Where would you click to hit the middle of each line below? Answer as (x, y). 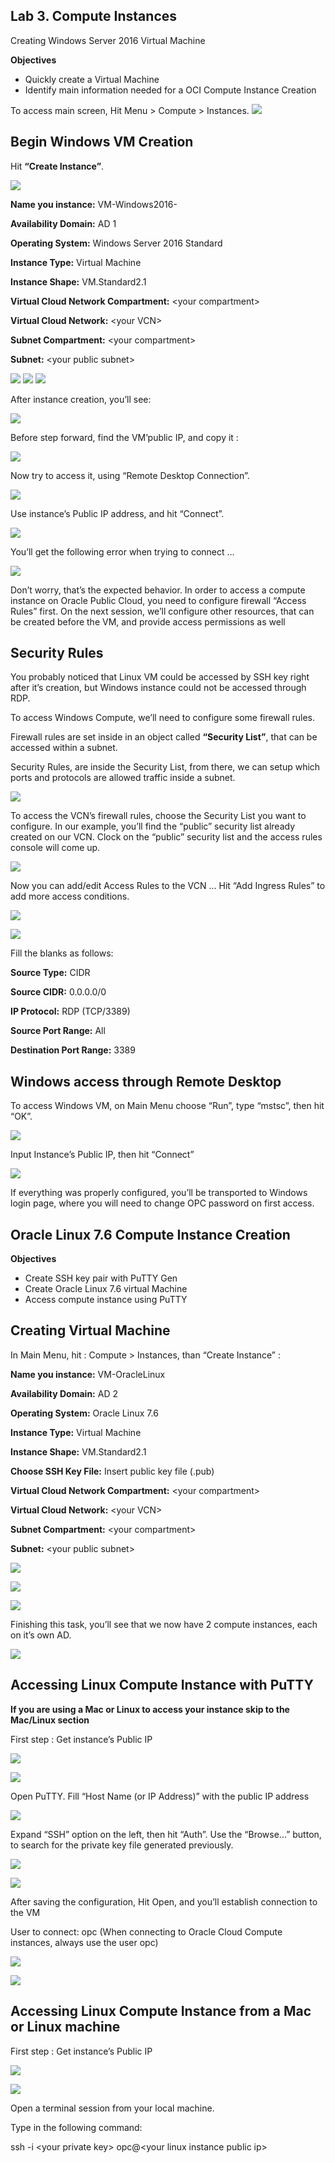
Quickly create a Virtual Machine (92, 79)
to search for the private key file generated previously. (122, 1845)
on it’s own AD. (41, 1635)
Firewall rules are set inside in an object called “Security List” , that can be (164, 737)
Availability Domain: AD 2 (64, 1393)
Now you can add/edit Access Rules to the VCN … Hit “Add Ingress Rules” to (168, 886)
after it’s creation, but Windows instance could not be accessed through (158, 688)
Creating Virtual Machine (90, 1330)
